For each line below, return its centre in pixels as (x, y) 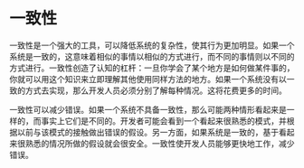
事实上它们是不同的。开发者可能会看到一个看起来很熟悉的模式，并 (163, 121)
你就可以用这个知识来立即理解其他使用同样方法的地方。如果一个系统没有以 (148, 79)
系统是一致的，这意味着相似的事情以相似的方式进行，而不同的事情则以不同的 (152, 56)
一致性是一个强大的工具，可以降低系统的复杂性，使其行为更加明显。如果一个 (152, 45)
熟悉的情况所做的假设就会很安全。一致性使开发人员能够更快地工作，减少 (160, 143)
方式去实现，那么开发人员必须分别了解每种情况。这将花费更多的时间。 (156, 90)
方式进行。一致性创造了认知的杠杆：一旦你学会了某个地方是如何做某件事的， (152, 68)
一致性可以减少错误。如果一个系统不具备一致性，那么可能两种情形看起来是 (148, 109)
